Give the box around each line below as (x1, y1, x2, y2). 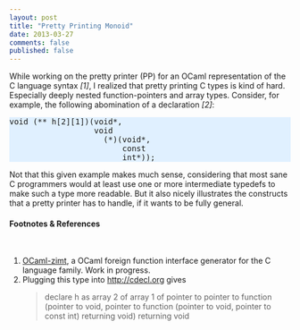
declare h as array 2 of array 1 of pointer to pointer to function (44, 292, 272, 302)
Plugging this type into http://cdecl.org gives (21, 275, 187, 285)
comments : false (9, 38, 70, 47)
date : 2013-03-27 (9, 30, 74, 38)
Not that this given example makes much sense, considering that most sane (9, 169, 288, 180)
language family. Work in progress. (21, 265, 151, 275)
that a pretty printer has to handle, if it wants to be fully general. (9, 198, 244, 208)
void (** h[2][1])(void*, (9, 117, 123, 127)
